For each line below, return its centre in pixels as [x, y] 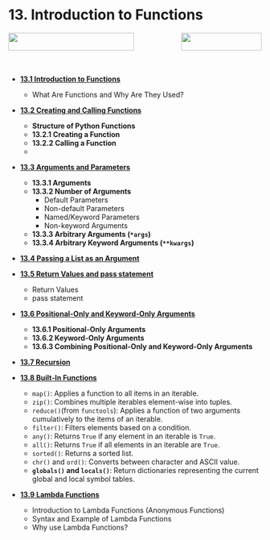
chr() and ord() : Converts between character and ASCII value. [136, 462]
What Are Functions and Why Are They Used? [108, 94]
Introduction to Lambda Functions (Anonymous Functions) [128, 510]
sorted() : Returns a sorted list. [83, 453]
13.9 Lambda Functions [59, 494]
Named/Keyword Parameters [92, 217]
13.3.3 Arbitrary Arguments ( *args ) [91, 234]
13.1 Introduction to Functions [70, 79]
